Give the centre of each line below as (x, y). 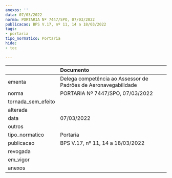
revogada (19, 151)
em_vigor (19, 160)
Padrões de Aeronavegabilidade (99, 85)
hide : (11, 43)
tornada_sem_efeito (31, 101)
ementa (17, 82)
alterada (18, 110)
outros (16, 126)
